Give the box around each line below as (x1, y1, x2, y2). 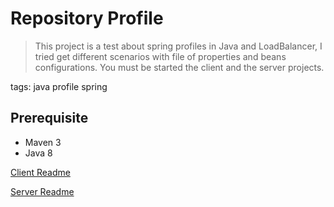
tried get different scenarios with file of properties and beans (34, 50, 287, 62)
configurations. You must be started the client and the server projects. (34, 61, 325, 73)
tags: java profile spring (10, 80, 108, 92)
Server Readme (10, 185, 75, 197)
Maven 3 (24, 136, 62, 148)
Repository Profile (10, 7, 164, 30)
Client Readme (10, 166, 71, 178)
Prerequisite (10, 110, 89, 127)
